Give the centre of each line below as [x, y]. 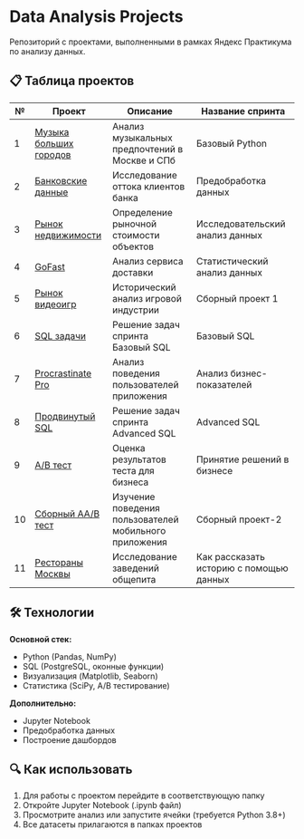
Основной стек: [41, 639]
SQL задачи [60, 335]
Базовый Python [232, 143]
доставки [133, 272]
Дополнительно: [43, 703]
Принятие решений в [242, 459]
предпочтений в [147, 149]
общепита [134, 579]
